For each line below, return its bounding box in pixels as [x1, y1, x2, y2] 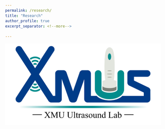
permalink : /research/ [5, 8, 52, 13]
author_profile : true [5, 18, 50, 23]
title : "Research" [5, 13, 43, 18]
